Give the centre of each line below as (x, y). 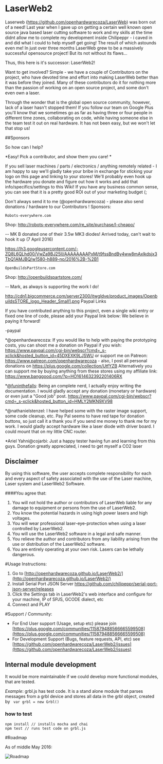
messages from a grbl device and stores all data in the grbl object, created (80, 696)
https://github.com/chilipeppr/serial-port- (116, 583)
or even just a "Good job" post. (36, 396)
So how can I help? (24, 147)
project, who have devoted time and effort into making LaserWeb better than (82, 77)
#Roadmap (16, 737)
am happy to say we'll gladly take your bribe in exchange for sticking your (79, 171)
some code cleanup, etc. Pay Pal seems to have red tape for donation (75, 416)
